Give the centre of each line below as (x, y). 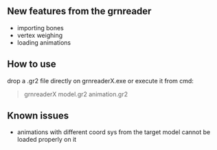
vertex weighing (40, 35)
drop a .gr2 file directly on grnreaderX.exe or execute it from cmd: (101, 81)
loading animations (44, 42)
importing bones (40, 28)
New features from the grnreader (79, 11)
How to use (32, 64)
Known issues (38, 116)
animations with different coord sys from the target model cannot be (114, 132)
